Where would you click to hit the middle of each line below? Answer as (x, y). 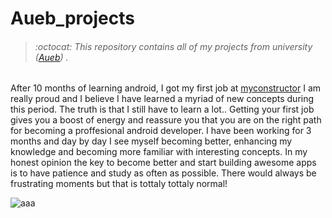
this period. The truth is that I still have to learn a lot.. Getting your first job (162, 109)
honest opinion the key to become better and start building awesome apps (163, 163)
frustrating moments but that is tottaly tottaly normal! (119, 184)
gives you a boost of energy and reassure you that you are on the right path (166, 120)
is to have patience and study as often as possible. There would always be (163, 173)
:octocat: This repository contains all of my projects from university (173, 46)
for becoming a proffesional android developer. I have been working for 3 (161, 131)
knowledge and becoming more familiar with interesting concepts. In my (159, 152)
